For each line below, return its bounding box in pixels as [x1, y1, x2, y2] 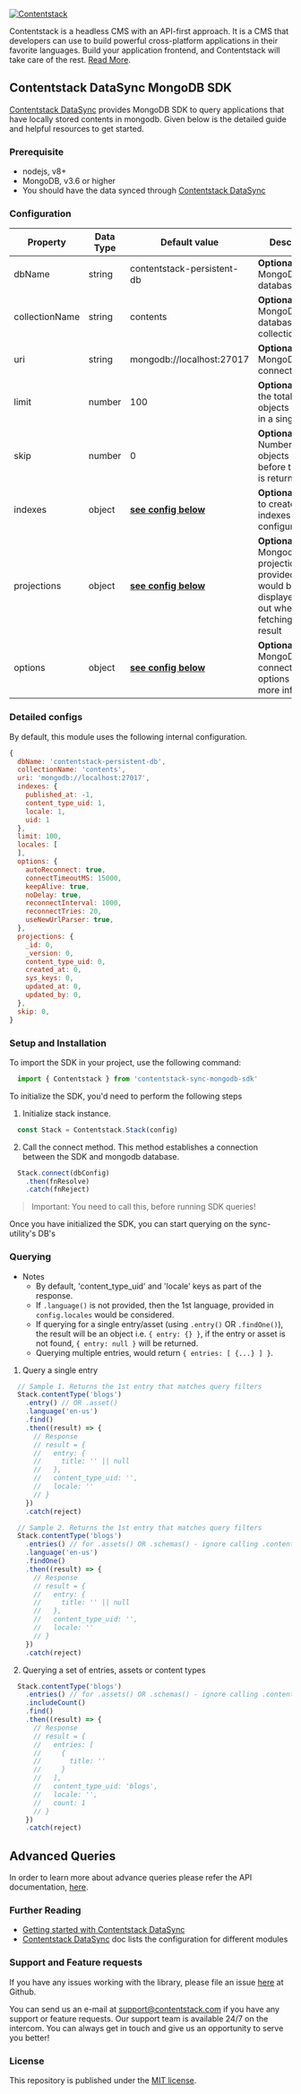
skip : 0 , [17, 1007, 50, 1016]
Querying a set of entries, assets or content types [21, 1664, 206, 1675]
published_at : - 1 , [25, 790, 94, 800]
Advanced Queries [9, 1848, 116, 1864]
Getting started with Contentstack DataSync [21, 1925, 185, 1935]
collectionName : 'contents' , [17, 765, 126, 775]
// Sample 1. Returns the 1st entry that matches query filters [17, 1382, 262, 1391]
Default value [159, 236, 219, 248]
